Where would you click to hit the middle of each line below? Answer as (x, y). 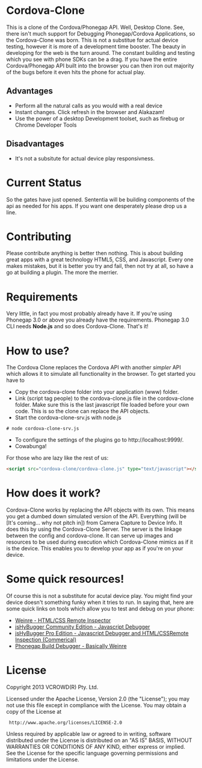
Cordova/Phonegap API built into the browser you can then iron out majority (100, 65)
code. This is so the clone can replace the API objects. (82, 411)
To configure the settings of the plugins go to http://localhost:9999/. (99, 440)
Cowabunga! (31, 446)
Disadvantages (35, 144)
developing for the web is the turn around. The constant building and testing (101, 52)
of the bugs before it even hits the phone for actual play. (76, 72)
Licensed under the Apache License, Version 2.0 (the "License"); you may (98, 699)
